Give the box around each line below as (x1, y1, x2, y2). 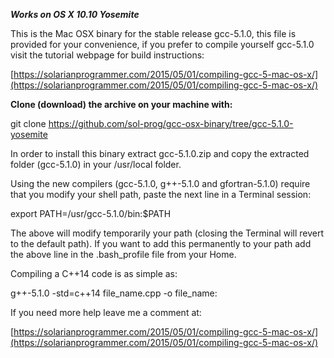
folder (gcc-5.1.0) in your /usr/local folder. (10, 159, 182, 170)
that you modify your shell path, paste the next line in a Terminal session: (10, 189, 312, 200)
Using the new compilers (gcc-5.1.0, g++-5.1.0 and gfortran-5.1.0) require (10, 178, 311, 189)
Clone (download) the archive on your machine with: (10, 99, 233, 110)
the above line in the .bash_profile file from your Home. (10, 249, 237, 260)
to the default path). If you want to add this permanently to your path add (10, 238, 312, 249)
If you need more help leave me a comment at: (10, 307, 202, 318)
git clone (10, 118, 47, 129)
